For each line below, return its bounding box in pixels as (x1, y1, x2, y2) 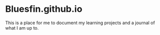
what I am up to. (5, 25, 39, 31)
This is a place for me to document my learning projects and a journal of (5, 20, 155, 26)
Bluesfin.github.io (5, 3, 82, 15)
